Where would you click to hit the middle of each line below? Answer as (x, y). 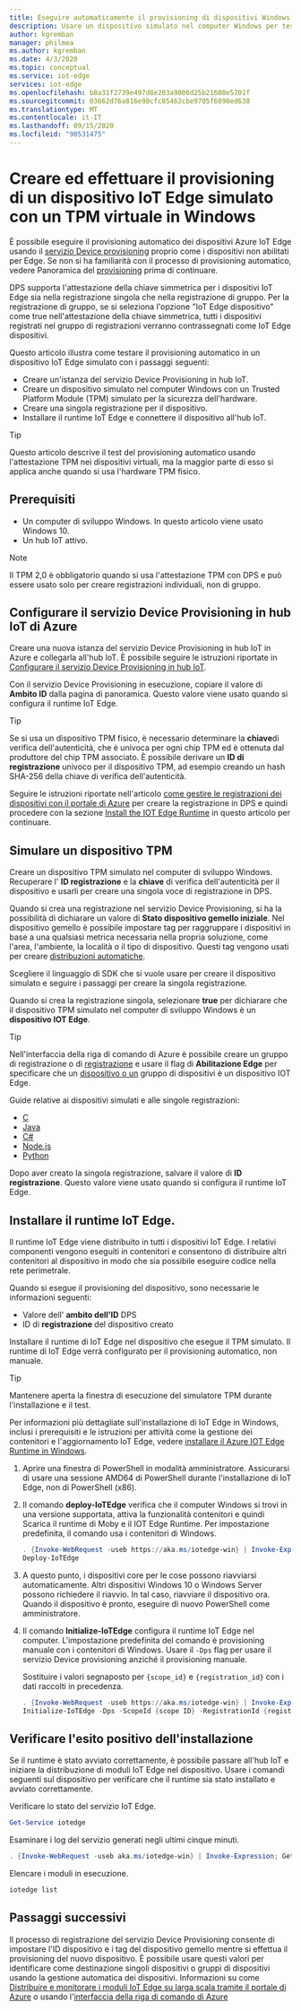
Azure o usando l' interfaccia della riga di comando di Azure (119, 1997)
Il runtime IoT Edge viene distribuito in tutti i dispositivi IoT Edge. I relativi (143, 1242)
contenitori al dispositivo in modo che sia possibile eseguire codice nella (143, 1261)
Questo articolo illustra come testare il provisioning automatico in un (135, 352)
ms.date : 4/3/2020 (43, 59)
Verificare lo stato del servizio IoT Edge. (83, 1807)
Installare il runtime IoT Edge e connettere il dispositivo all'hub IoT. (144, 417)
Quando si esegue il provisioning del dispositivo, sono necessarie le (134, 1288)
